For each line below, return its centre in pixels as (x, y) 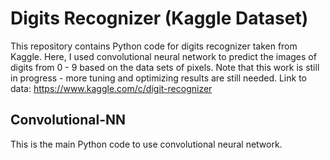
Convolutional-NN (68, 120)
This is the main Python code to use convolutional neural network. (146, 144)
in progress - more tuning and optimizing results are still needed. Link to (158, 78)
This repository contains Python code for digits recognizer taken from (154, 46)
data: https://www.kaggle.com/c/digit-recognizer (111, 88)
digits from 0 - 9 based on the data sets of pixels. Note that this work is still (165, 67)
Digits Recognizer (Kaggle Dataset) (159, 18)
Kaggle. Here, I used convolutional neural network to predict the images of (163, 56)
